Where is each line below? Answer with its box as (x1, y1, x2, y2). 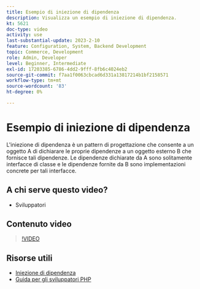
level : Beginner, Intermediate (6, 60, 87, 66)
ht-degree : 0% (6, 89, 43, 95)
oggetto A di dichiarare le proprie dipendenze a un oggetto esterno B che (6, 147, 192, 155)
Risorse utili (6, 253, 53, 263)
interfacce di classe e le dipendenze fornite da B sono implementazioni (6, 160, 186, 168)
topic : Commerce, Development (6, 49, 84, 55)
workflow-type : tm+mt (6, 77, 62, 83)
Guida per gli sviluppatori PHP (15, 276, 91, 283)
